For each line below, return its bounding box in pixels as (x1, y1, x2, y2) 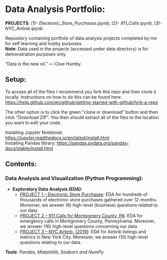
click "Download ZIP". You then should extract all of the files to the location (5, 114, 160, 120)
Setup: (5, 75, 26, 84)
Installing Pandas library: (5, 140, 56, 146)
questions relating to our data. (19, 239, 82, 245)
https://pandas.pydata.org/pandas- (56, 140, 129, 146)
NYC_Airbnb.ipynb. (5, 25, 44, 31)
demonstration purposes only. (5, 51, 67, 57)
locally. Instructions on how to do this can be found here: (5, 94, 122, 100)
